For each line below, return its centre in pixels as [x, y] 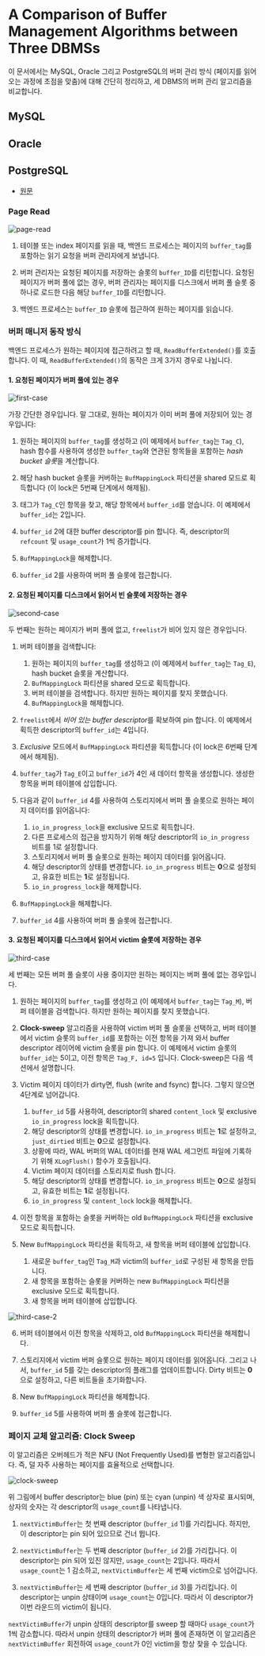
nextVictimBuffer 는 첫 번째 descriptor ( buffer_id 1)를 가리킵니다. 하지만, [135, 1524]
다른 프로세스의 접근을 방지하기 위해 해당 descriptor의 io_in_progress [140, 837]
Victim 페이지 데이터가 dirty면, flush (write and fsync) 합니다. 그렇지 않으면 [137, 1084]
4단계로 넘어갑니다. [49, 1094]
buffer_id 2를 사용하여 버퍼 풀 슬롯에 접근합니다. [96, 575]
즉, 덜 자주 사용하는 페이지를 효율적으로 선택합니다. [97, 1465]
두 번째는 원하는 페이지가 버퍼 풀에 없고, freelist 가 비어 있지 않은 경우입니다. [128, 630]
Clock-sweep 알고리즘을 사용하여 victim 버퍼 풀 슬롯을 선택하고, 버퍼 [127, 1028]
